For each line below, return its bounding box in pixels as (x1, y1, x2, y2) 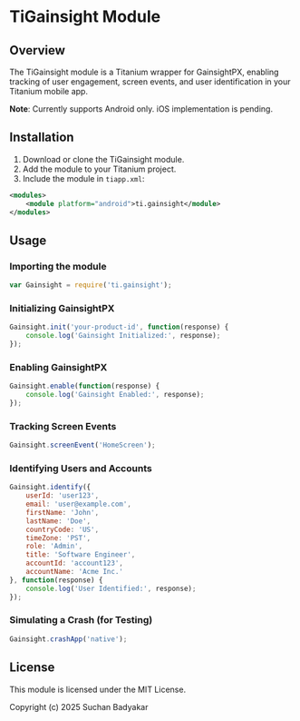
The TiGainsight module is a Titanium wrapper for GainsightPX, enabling (9, 66, 279, 77)
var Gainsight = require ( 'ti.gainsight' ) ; (9, 281, 172, 290)
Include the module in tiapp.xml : (22, 173, 145, 183)
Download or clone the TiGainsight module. (22, 153, 185, 164)
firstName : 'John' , (25, 508, 100, 517)
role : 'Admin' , (25, 542, 83, 551)
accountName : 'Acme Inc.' (25, 568, 124, 577)
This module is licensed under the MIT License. (9, 684, 187, 695)
